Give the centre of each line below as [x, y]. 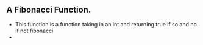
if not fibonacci [34, 31]
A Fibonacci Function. [49, 10]
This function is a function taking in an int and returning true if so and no [106, 24]
